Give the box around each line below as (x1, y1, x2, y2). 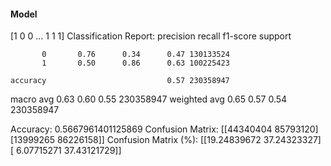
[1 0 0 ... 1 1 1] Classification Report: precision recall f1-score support (10, 30, 292, 42)
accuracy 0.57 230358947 (10, 76, 230, 86)
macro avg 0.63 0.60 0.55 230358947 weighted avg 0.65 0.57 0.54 (10, 93, 288, 105)
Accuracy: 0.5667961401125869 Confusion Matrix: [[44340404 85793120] (10, 123, 319, 135)
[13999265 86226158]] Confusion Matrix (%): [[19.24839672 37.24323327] (10, 134, 322, 146)
